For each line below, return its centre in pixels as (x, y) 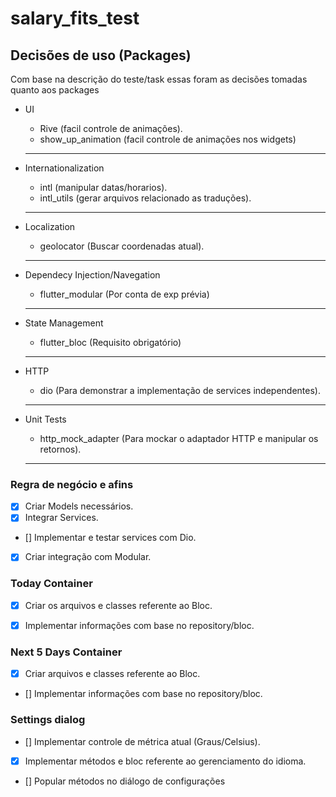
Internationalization (64, 168)
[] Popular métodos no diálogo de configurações (125, 781)
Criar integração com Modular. (88, 557)
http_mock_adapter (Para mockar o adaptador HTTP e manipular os (179, 438)
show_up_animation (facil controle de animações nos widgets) (168, 139)
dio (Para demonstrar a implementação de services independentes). (180, 390)
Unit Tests (45, 419)
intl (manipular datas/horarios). (103, 187)
